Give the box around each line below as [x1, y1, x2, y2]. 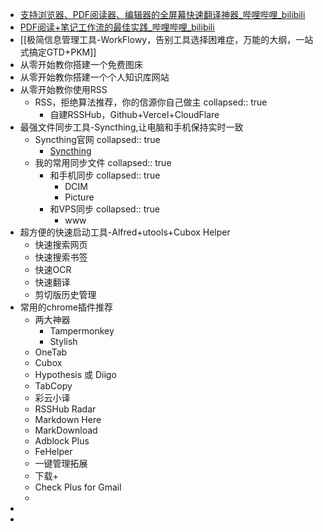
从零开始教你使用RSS [19, 84, 108, 95]
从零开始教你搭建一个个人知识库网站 [19, 71, 170, 83]
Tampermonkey [49, 325, 115, 337]
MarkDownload [34, 424, 98, 436]
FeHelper [34, 446, 73, 457]
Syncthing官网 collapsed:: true [34, 134, 161, 145]
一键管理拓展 [34, 458, 88, 469]
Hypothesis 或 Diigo [34, 369, 117, 380]
